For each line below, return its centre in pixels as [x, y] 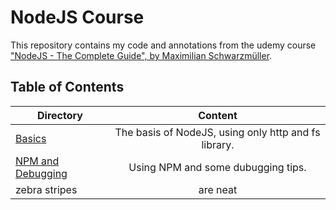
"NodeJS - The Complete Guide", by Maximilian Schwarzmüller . [141, 55]
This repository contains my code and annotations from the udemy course [163, 45]
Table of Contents [67, 87]
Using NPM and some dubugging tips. [217, 167]
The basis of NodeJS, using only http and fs [217, 132]
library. [218, 144]
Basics [31, 138]
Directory [60, 115]
